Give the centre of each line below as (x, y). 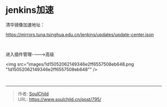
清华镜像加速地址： (25, 25)
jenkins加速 (30, 10)
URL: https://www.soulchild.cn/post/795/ (59, 99)
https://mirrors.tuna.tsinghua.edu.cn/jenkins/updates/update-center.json (80, 35)
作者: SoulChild (33, 94)
